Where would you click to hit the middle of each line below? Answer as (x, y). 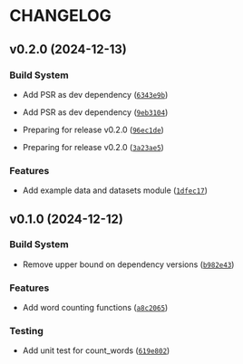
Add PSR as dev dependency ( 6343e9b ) (95, 94)
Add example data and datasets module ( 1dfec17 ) (115, 190)
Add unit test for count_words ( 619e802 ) (96, 350)
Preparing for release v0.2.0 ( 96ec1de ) (93, 129)
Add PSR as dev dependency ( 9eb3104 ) (95, 112)
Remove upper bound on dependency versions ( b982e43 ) (128, 264)
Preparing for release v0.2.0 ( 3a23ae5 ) (93, 147)
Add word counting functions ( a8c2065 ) (95, 308)
